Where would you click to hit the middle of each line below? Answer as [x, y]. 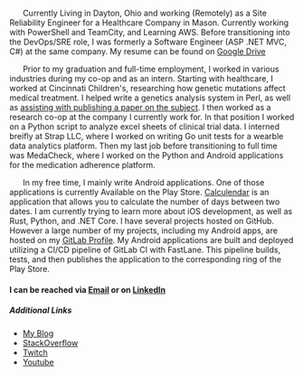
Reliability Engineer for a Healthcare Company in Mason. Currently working [149, 23]
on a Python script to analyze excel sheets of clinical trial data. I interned [145, 127]
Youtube [38, 362]
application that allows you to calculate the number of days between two [145, 202]
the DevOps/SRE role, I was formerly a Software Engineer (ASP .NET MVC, [148, 42]
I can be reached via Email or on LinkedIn [87, 289]
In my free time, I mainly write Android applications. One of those [143, 183]
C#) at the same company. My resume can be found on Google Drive [138, 52]
